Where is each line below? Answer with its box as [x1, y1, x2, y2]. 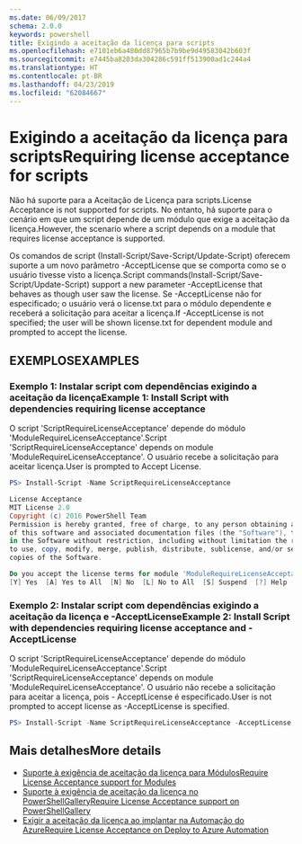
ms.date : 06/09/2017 [9, 13, 87, 22]
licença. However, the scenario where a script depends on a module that [9, 224, 276, 235]
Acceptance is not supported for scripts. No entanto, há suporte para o [9, 204, 272, 216]
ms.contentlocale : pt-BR [9, 72, 102, 81]
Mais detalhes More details [9, 743, 162, 759]
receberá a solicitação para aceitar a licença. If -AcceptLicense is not [9, 307, 264, 319]
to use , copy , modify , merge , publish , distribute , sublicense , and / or [9, 545, 283, 554]
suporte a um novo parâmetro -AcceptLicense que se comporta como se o [9, 260, 287, 271]
